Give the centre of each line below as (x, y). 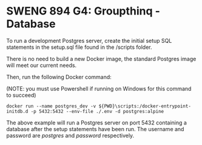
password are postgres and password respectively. (70, 135)
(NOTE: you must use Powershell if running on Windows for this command (99, 88)
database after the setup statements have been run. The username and (95, 129)
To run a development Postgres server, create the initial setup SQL (89, 40)
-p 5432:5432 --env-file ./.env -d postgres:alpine (97, 111)
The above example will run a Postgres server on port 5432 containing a (96, 123)
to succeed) (21, 95)
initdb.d (17, 111)
